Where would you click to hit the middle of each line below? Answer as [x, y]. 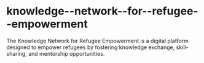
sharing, [17, 53]
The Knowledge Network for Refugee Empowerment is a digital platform [98, 41]
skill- [182, 47]
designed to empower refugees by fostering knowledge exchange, [91, 47]
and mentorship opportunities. [67, 53]
